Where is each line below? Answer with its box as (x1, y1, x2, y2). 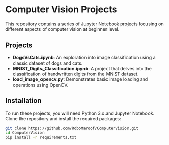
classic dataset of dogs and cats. (12, 60, 83, 66)
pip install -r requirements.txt (5, 135, 77, 140)
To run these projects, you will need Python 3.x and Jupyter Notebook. (5, 110, 155, 116)
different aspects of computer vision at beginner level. (5, 26, 120, 32)
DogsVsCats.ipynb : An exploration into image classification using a (12, 54, 156, 60)
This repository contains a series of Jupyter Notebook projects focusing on (5, 20, 164, 27)
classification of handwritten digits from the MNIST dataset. (12, 71, 139, 77)
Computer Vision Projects (5, 4, 117, 15)
